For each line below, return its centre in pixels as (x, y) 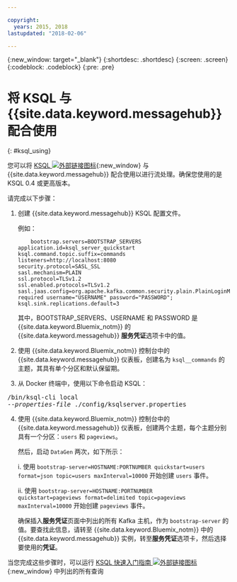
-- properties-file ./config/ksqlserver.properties (97, 404)
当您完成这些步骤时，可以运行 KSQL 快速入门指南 (79, 563)
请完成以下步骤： (32, 198)
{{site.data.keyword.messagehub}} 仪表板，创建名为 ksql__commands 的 (121, 359)
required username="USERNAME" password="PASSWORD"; (95, 298)
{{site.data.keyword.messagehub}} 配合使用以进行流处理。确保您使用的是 (115, 174)
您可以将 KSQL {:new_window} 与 (78, 166)
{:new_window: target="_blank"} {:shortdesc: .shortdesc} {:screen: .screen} (118, 60)
